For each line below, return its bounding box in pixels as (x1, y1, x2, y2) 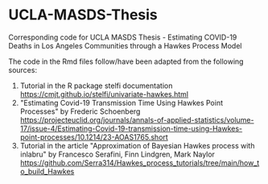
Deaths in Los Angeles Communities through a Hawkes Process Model (8, 40, 242, 50)
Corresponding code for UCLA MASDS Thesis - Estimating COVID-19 (8, 32, 237, 42)
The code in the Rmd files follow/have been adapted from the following (8, 56, 244, 66)
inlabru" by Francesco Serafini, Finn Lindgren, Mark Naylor (19, 149, 216, 159)
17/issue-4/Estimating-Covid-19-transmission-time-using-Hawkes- (19, 123, 243, 133)
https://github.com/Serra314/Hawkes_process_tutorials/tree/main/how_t (19, 157, 260, 167)
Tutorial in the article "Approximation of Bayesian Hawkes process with (19, 140, 255, 150)
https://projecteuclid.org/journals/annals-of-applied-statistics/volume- (19, 115, 254, 124)
